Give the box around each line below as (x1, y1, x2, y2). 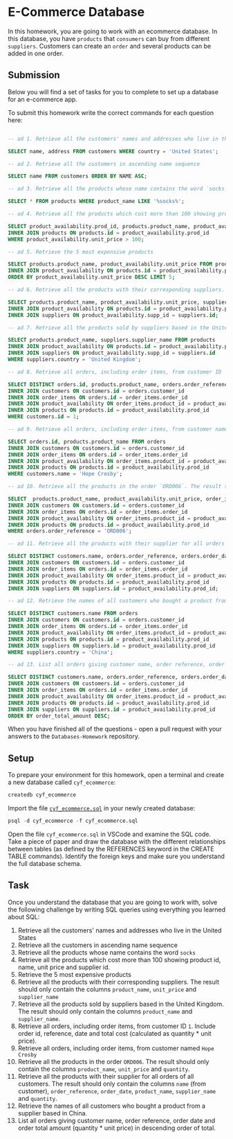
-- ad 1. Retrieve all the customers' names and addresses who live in (8, 135, 218, 142)
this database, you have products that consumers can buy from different (8, 34, 210, 42)
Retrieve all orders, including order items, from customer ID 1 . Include (17, 1022, 216, 1030)
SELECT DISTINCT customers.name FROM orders (8, 610, 138, 617)
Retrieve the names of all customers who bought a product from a (17, 1102, 206, 1110)
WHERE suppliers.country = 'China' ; (8, 649, 113, 656)
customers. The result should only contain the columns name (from (17, 1079, 207, 1088)
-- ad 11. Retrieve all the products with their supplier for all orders (8, 540, 225, 548)
